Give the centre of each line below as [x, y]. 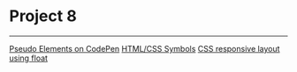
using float [29, 58]
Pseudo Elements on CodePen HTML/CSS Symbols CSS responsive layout [145, 48]
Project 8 [43, 16]
